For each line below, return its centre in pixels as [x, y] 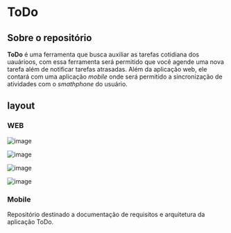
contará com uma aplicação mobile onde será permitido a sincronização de [115, 77]
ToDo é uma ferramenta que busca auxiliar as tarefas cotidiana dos [103, 54]
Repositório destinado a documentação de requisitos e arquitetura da [106, 214]
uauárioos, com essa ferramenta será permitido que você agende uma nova [115, 62]
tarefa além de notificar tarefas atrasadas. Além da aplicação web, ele [107, 69]
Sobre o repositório [50, 38]
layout [21, 106]
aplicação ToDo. [31, 222]
